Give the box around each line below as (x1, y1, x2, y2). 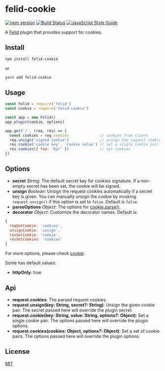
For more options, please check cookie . (5, 251, 85, 257)
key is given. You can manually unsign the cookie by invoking (12, 193, 137, 200)
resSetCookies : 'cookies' (9, 237, 63, 242)
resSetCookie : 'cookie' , (9, 232, 60, 237)
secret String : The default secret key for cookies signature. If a (12, 178, 140, 184)
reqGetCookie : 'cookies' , (9, 223, 63, 228)
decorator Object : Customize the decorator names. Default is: (12, 209, 138, 215)
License (5, 347, 30, 356)
